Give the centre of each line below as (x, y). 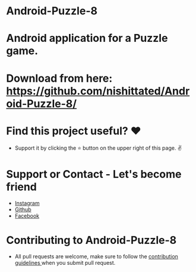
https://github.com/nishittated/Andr (98, 91)
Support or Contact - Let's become (94, 174)
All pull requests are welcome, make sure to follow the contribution (96, 256)
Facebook (27, 216)
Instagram (27, 203)
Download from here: (59, 78)
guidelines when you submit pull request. (65, 263)
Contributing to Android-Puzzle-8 (91, 240)
